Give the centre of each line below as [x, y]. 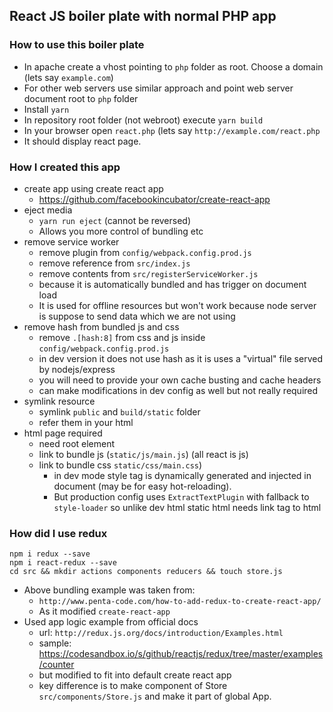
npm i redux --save [50, 554]
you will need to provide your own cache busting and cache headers [180, 380]
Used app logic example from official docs [111, 622]
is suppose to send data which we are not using [137, 316]
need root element [77, 443]
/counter [56, 665]
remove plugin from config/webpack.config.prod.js [145, 252]
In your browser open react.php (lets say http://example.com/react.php [172, 130]
